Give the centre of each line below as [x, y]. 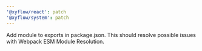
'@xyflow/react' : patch [36, 12]
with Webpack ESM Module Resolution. [56, 41]
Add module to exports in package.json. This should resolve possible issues [101, 35]
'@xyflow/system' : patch [38, 18]
